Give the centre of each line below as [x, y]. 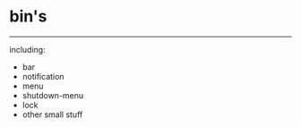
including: [28, 49]
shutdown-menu [53, 95]
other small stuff [52, 114]
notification [43, 76]
